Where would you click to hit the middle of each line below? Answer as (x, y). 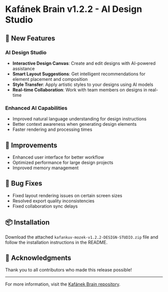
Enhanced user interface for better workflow (58, 157)
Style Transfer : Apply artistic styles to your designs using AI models (83, 84)
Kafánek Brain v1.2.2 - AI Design (74, 9)
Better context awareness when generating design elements (74, 124)
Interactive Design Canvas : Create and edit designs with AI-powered (84, 63)
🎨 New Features (30, 38)
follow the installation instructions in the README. (56, 242)
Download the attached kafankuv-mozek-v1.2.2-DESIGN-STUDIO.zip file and (82, 237)
